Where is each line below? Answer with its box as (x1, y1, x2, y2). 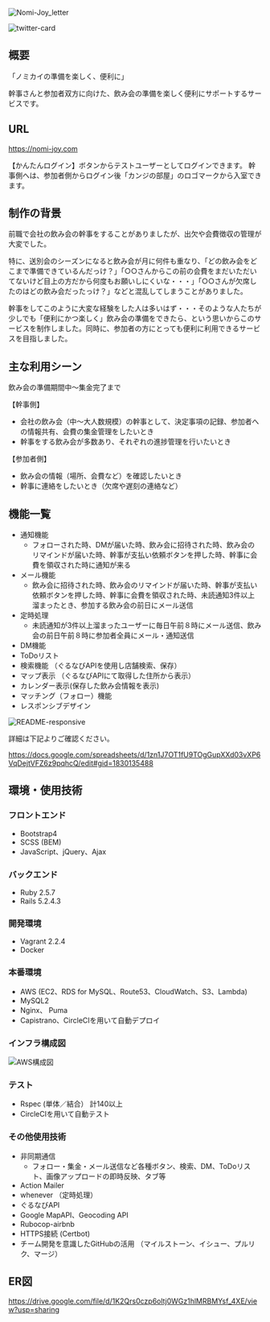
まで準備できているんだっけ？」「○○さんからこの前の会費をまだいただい (14, 266, 257, 276)
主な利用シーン (8, 359, 82, 374)
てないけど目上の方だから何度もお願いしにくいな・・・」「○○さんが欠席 (8, 276, 251, 286)
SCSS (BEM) (19, 837, 62, 847)
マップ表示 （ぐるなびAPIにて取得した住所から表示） (19, 671, 195, 680)
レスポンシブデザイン (19, 701, 91, 711)
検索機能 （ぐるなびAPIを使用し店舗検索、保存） (19, 661, 182, 671)
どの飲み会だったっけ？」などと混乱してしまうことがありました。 (29, 287, 247, 296)
